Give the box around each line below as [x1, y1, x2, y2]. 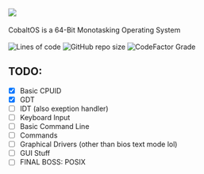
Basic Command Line [19, 122, 90, 130]
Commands [19, 130, 58, 140]
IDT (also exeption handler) [19, 104, 109, 113]
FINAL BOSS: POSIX [19, 157, 86, 167]
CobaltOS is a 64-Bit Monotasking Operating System [8, 25, 181, 35]
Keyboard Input [19, 112, 71, 122]
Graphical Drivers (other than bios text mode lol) [19, 139, 178, 149]
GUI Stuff [19, 149, 50, 158]
